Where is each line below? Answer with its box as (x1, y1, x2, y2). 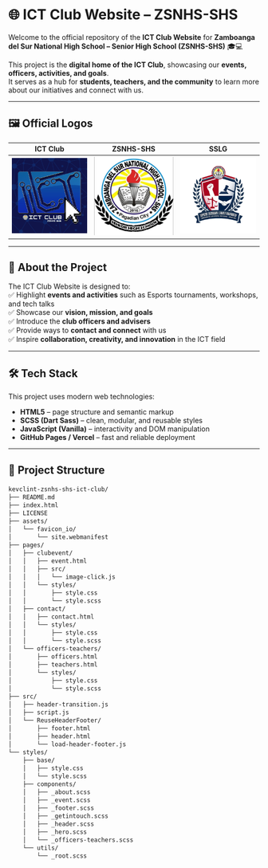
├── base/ (22, 756, 56, 764)
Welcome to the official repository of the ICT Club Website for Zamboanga (8, 32, 255, 41)
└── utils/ (22, 844, 59, 852)
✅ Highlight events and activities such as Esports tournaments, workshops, (8, 290, 258, 300)
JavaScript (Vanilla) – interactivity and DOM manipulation (19, 424, 210, 434)
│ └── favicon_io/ (8, 525, 77, 533)
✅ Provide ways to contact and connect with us (8, 325, 167, 336)
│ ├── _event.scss (22, 796, 91, 804)
